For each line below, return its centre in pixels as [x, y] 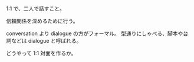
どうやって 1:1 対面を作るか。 [41, 53]
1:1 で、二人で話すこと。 [35, 8]
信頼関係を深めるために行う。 [42, 21]
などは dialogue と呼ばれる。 [46, 41]
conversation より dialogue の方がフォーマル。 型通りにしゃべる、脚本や [95, 33]
